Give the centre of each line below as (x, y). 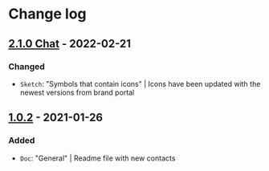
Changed (27, 67)
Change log (47, 14)
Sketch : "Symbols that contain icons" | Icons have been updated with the (140, 83)
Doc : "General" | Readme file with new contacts (98, 158)
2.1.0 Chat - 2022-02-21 (69, 44)
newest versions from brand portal (77, 92)
